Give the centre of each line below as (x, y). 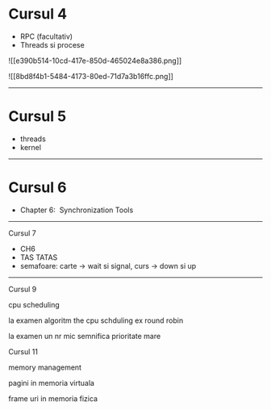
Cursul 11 (23, 351)
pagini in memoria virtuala (52, 383)
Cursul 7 (22, 233)
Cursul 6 (38, 188)
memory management (45, 367)
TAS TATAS (39, 257)
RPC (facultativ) (46, 36)
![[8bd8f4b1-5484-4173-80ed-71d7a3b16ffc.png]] (91, 76)
